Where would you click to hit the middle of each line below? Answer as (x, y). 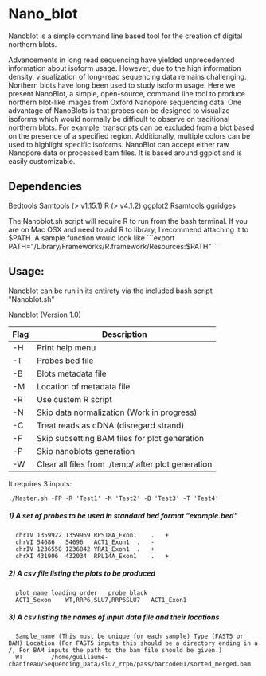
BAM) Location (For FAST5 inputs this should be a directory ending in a (133, 643)
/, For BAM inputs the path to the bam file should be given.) (115, 651)
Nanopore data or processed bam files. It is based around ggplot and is (125, 153)
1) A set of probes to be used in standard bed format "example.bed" (123, 516)
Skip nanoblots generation (86, 451)
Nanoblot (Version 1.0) (45, 315)
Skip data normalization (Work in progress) (117, 412)
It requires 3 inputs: (40, 483)
